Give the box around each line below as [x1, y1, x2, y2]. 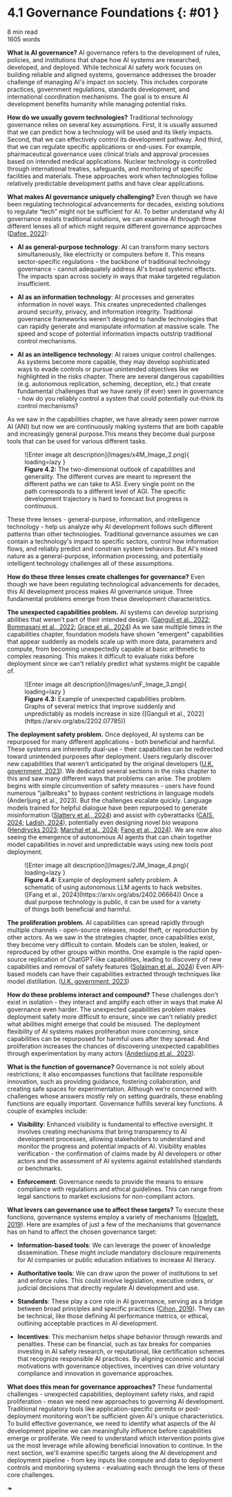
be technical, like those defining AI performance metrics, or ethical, [17, 1311, 209, 1320]
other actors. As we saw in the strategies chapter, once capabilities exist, [7, 933, 215, 941]
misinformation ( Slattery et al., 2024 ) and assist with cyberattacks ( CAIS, [7, 810, 214, 819]
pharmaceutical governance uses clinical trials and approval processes [7, 150, 209, 158]
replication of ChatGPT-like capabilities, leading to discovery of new [28, 955, 222, 963]
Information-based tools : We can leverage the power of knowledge [17, 1241, 211, 1249]
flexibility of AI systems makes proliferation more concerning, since [7, 1027, 199, 1036]
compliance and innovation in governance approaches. [17, 1369, 174, 1377]
